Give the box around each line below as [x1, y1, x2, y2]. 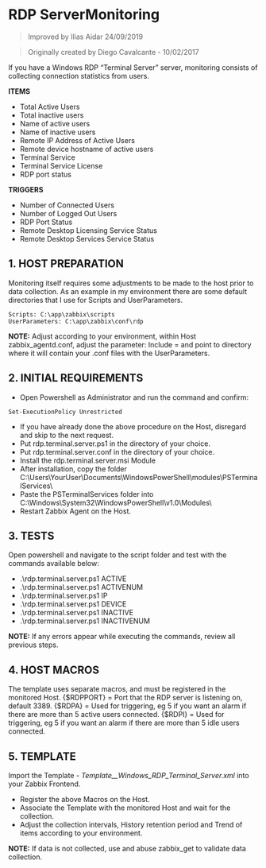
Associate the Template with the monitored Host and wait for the [19, 803, 231, 812]
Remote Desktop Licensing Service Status [19, 225, 157, 235]
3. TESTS [8, 529, 55, 542]
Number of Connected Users [19, 200, 115, 210]
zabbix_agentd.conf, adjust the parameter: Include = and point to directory [8, 339, 252, 349]
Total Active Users [19, 102, 80, 111]
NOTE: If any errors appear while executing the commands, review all [8, 632, 236, 641]
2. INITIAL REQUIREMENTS [8, 371, 144, 385]
